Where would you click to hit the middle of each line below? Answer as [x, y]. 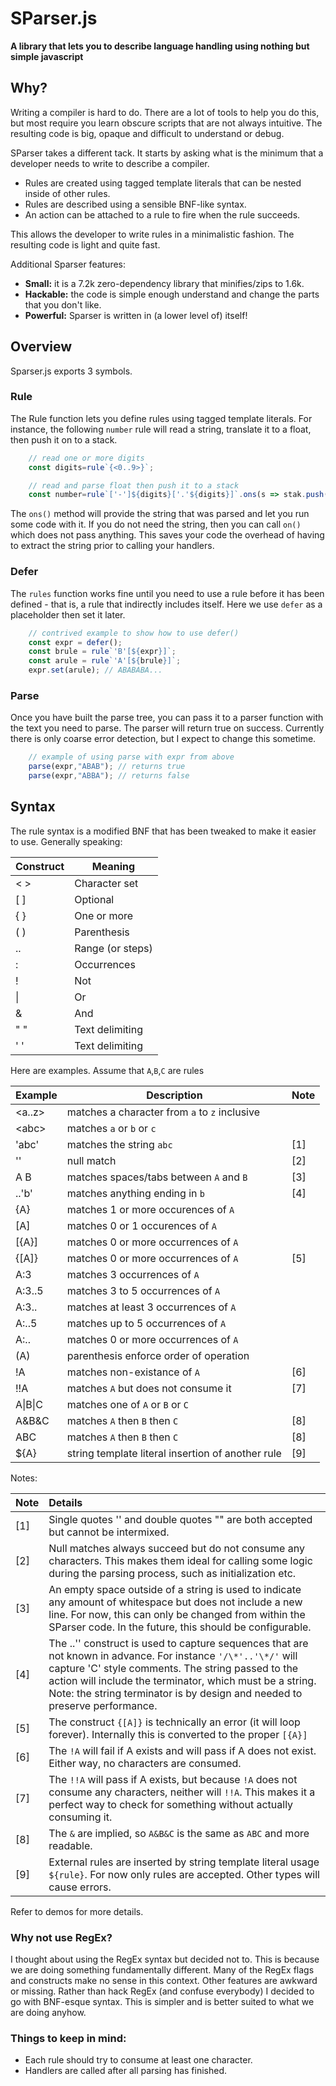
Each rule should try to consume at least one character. [138, 2060]
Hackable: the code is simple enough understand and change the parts [172, 294]
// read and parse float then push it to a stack [134, 485]
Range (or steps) [113, 948]
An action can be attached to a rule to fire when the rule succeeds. [162, 214]
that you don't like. [63, 304]
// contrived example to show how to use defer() [134, 633]
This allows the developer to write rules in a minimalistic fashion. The [152, 234]
